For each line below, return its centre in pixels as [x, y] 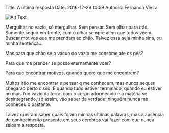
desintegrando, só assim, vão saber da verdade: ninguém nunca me [77, 99]
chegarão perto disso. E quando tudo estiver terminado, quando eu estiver [84, 88]
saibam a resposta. [25, 125]
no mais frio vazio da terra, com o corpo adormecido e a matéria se [76, 94]
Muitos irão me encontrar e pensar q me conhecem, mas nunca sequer [80, 83]
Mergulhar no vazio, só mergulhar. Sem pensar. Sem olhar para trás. [77, 27]
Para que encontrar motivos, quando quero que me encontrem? [72, 73]
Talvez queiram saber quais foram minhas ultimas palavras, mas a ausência [85, 114]
